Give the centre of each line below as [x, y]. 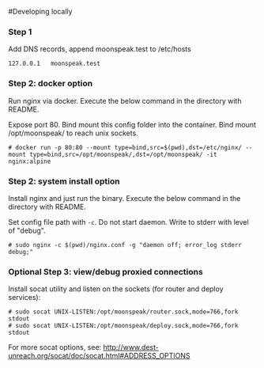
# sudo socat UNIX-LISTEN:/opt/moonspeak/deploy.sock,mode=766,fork [123, 326]
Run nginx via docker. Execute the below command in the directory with [125, 101]
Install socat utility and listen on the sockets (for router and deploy [116, 289]
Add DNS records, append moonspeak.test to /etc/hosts [100, 49]
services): [25, 298]
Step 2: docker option [51, 84]
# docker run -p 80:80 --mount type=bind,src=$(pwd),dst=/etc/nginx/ [125, 147]
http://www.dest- [131, 347]
